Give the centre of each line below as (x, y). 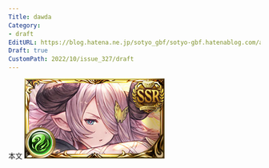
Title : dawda (30, 17)
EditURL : (23, 42)
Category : (25, 25)
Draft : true (28, 51)
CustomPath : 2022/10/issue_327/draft (71, 59)
